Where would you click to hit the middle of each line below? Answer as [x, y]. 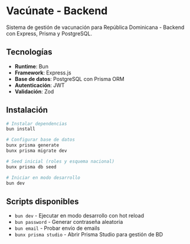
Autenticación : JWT [40, 85]
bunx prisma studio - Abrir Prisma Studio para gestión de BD [89, 235]
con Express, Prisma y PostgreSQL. [49, 33]
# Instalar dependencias [37, 123]
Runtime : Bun [32, 66]
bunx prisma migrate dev [37, 151]
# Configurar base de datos [41, 140]
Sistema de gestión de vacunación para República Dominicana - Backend [95, 27]
